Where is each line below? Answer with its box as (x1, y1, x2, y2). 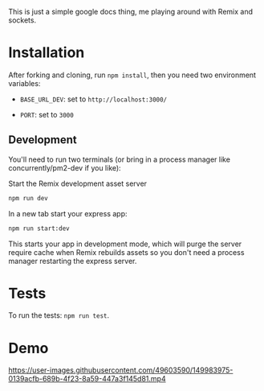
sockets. (8, 15, 37, 25)
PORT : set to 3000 (19, 109, 74, 119)
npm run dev (8, 194, 48, 202)
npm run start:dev (8, 224, 70, 233)
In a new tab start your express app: (8, 208, 128, 218)
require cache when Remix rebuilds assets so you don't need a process (8, 247, 245, 257)
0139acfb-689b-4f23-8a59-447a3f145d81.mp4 (8, 374, 166, 384)
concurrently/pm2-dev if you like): (8, 163, 122, 172)
